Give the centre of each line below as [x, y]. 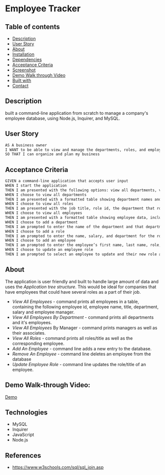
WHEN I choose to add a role [35, 231]
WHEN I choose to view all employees [44, 213]
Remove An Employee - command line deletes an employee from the [82, 354]
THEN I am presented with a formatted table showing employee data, [77, 218]
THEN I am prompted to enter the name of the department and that [74, 227]
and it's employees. [32, 322]
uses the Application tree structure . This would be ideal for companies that [81, 287]
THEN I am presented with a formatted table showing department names [79, 199]
